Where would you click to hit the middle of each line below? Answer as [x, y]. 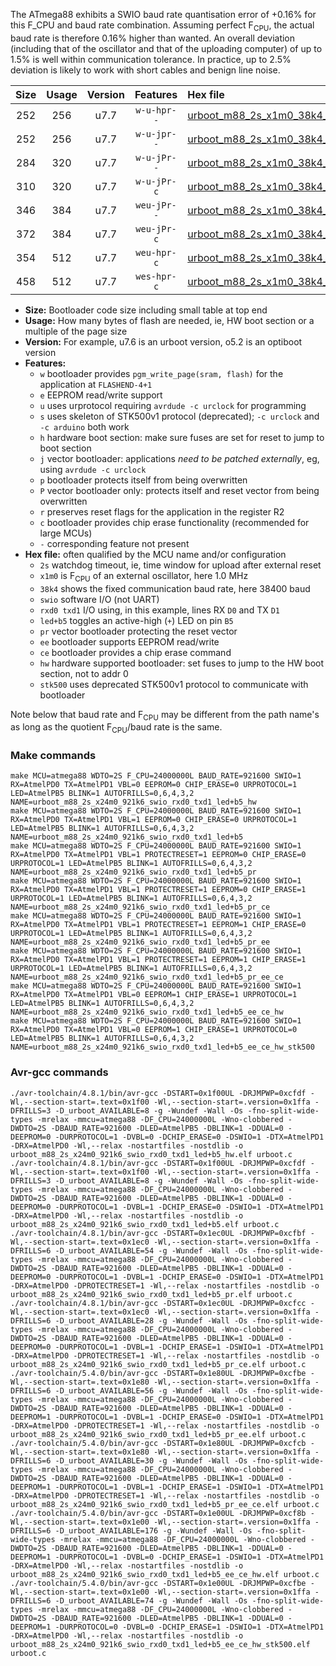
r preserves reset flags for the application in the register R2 [162, 511]
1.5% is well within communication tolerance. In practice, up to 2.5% [151, 59]
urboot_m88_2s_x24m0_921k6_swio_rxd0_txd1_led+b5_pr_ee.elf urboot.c [158, 1434]
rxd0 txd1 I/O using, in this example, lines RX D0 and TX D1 [159, 610]
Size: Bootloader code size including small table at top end [146, 310]
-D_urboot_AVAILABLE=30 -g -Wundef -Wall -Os [151, 1460]
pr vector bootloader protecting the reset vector [138, 631]
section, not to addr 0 [84, 673]
